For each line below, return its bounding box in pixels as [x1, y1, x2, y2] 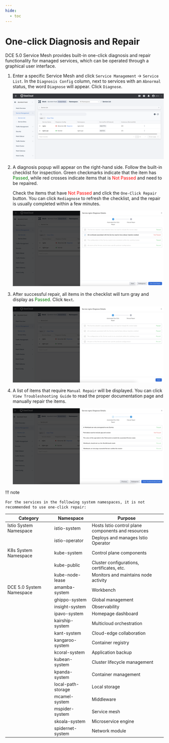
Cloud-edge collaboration [92, 630, 146, 636]
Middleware [92, 696, 117, 702]
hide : [5, 8, 17, 13]
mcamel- [54, 694, 74, 700]
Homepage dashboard [92, 610, 138, 617]
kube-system [54, 550, 83, 556]
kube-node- [54, 572, 81, 578]
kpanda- [54, 668, 73, 675]
